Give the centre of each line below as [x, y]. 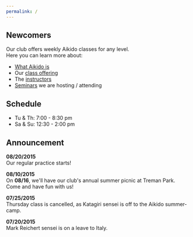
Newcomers [29, 35]
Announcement [35, 142]
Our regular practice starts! [39, 163]
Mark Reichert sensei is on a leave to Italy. [57, 228]
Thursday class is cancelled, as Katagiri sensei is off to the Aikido [85, 204]
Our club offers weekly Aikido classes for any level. [68, 49]
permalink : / [22, 11]
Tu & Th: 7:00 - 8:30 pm [43, 118]
